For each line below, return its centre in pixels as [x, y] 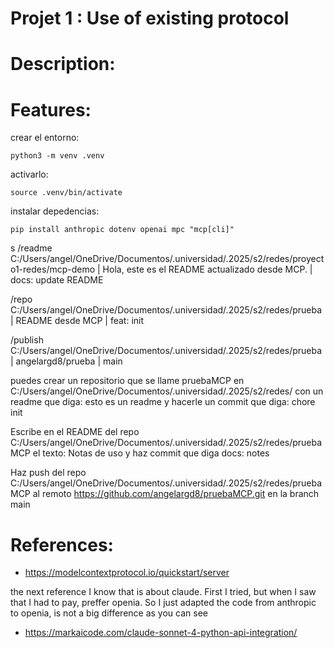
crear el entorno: [45, 138]
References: [62, 544]
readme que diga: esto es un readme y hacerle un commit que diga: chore [163, 402]
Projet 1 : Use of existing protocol [150, 18]
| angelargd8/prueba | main [66, 361]
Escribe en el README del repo [75, 432]
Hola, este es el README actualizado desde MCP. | [207, 269]
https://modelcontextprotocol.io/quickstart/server [127, 573]
